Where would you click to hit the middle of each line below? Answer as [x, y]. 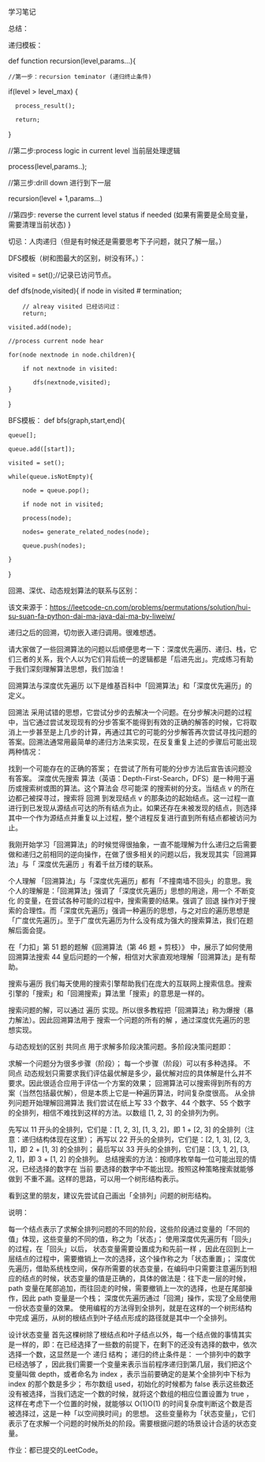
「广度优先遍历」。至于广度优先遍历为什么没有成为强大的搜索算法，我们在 [127, 920]
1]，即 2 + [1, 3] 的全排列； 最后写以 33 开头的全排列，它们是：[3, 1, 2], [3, [129, 1149]
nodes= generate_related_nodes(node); [86, 532]
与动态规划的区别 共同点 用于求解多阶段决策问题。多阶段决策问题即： [121, 1047]
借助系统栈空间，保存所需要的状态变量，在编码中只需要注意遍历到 [142, 1268]
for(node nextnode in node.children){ [72, 355]
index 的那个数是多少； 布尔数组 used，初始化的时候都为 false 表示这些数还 [131, 1384]
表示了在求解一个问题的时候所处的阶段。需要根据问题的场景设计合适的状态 [129, 1423]
